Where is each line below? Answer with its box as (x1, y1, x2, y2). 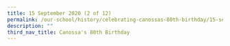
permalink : (7, 16, 38, 23)
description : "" (7, 22, 53, 29)
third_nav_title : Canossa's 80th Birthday (7, 28, 130, 36)
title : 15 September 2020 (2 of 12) (7, 9, 112, 17)
